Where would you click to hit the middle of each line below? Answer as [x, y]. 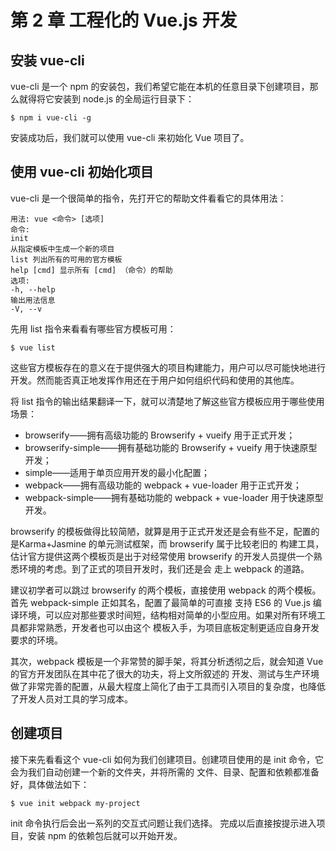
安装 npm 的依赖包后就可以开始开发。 [105, 835]
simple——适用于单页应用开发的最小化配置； [117, 472]
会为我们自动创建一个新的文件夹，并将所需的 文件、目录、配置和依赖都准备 [165, 772]
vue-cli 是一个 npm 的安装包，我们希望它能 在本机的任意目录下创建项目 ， [160, 86]
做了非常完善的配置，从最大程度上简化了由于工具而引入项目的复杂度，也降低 [168, 686]
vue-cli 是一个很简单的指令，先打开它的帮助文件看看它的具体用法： [148, 198]
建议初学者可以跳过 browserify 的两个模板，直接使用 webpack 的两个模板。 [166, 590]
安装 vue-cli [47, 60]
